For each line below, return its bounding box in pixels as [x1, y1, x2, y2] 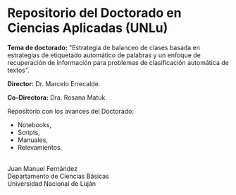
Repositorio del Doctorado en [7, 5, 182, 21]
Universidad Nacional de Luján [7, 179, 97, 188]
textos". [7, 66, 30, 74]
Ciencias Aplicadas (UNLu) [7, 20, 168, 36]
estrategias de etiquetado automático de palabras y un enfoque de [7, 51, 201, 59]
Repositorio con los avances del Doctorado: [7, 107, 134, 115]
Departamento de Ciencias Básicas [7, 172, 109, 180]
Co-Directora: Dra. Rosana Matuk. [7, 93, 107, 102]
